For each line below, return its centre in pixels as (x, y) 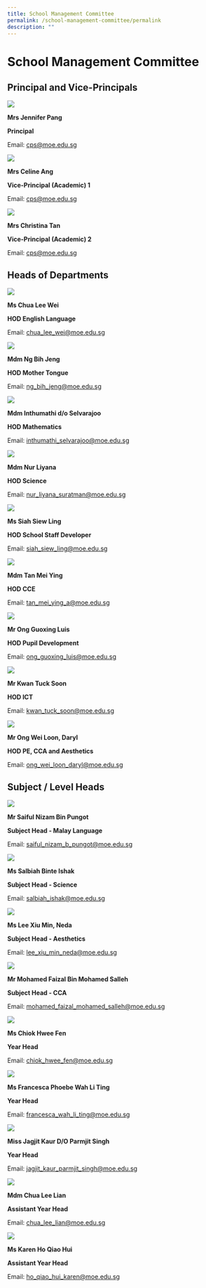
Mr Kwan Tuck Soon (37, 683)
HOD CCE (21, 589)
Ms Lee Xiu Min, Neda (40, 925)
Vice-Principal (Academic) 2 (50, 239)
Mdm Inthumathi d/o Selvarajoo (54, 413)
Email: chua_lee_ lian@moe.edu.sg (56, 1223)
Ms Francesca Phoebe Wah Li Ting (59, 1087)
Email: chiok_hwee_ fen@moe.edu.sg (60, 1060)
